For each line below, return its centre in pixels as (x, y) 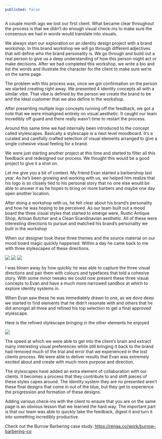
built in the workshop (26, 228)
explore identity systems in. (32, 288)
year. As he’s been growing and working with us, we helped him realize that (80, 178)
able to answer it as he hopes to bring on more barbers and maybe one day (80, 188)
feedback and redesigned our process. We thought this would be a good (77, 158)
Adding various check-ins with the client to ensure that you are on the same (81, 401)
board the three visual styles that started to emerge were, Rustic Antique (77, 213)
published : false (22, 9)
